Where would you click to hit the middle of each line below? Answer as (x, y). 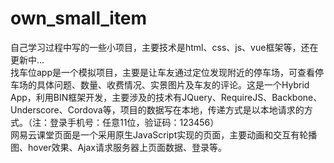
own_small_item (79, 18)
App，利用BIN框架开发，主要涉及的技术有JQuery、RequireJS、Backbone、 (166, 97)
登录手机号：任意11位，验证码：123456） (134, 122)
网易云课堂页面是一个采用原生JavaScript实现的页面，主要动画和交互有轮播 (164, 134)
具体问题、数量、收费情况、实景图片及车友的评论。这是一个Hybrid (173, 84)
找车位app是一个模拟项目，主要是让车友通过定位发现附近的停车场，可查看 (163, 72)
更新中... (27, 59)
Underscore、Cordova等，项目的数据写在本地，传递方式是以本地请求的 (157, 109)
